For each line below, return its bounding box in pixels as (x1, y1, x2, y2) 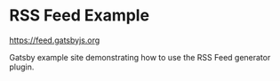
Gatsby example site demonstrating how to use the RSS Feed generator (9, 52, 271, 62)
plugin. (9, 61, 35, 72)
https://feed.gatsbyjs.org (9, 35, 100, 45)
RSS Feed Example (9, 5, 149, 26)
